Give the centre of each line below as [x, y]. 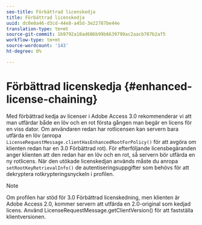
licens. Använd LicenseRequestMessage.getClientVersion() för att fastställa [100, 210]
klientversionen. [26, 217]
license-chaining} [52, 99]
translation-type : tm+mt [37, 29]
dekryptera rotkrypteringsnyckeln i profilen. [60, 174]
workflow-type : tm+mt [33, 40]
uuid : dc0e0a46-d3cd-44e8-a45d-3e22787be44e [63, 23]
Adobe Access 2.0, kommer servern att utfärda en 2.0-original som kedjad [99, 204]
